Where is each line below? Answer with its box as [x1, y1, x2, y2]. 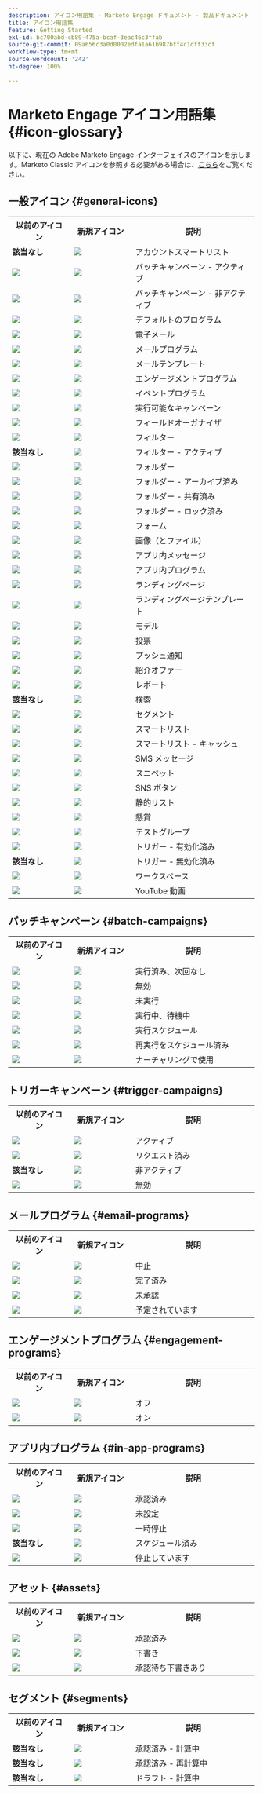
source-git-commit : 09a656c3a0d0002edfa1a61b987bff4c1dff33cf [8, 41, 215, 49]
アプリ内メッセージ [135, 550, 206, 561]
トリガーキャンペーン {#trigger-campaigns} [8, 1083, 224, 1097]
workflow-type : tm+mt [8, 48, 79, 56]
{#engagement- [143, 1334, 224, 1347]
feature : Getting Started [8, 26, 92, 34]
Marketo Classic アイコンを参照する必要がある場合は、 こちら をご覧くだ [20, 159, 253, 169]
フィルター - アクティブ [135, 447, 222, 458]
